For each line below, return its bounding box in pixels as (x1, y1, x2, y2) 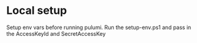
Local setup (6, 4, 67, 18)
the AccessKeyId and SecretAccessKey (6, 30, 106, 37)
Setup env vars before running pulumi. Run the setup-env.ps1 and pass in (6, 24, 191, 31)
